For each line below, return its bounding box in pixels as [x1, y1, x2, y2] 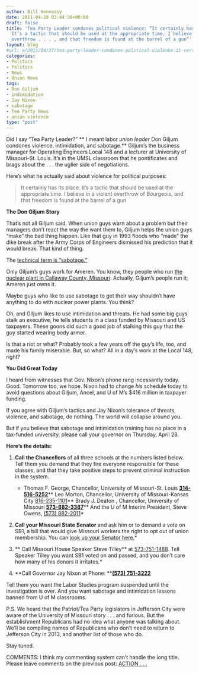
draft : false [6, 20, 38, 26]
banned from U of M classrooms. [6, 594, 87, 601]
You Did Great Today [6, 365, 58, 372]
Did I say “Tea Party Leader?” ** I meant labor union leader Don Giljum [6, 136, 178, 143]
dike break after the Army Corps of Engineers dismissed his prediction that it [6, 239, 193, 246]
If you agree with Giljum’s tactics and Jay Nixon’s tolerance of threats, [6, 407, 176, 414]
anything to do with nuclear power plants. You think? [6, 299, 134, 306]
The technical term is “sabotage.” [6, 256, 88, 264]
